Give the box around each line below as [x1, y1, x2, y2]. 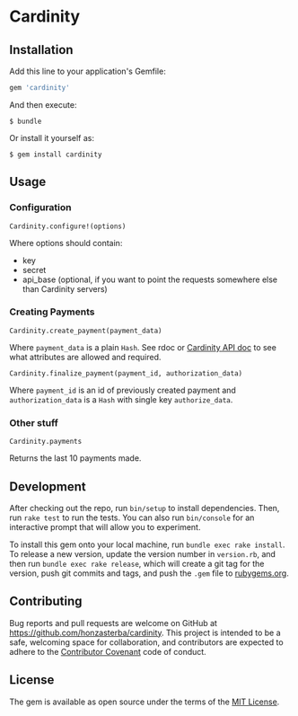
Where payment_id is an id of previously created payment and [9, 385, 236, 395]
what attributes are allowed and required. [9, 351, 162, 362]
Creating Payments [9, 305, 95, 318]
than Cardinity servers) [22, 283, 108, 294]
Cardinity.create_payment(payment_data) [9, 326, 163, 335]
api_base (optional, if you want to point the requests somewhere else [22, 274, 278, 285]
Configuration [9, 201, 72, 214]
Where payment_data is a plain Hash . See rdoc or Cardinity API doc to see [9, 341, 276, 352]
